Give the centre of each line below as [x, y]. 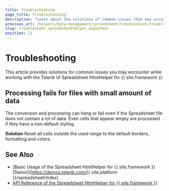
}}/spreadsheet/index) [35, 177]
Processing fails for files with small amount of [78, 93]
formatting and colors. [28, 139]
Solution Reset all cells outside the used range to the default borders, [77, 133]
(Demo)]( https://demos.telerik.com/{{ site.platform [65, 172]
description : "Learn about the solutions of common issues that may [78, 19]
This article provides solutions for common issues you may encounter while [83, 72]
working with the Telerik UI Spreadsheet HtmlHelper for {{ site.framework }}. [84, 77]
